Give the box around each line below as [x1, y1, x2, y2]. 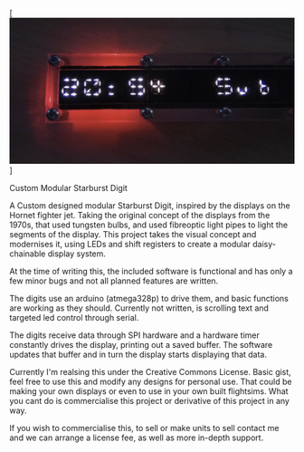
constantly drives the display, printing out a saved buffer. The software [9, 339, 273, 350]
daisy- [252, 238, 276, 249]
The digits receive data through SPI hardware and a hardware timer [9, 330, 260, 341]
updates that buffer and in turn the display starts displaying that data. [9, 349, 268, 360]
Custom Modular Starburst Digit [9, 182, 128, 193]
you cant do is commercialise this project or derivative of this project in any [9, 395, 290, 406]
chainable [9, 248, 46, 259]
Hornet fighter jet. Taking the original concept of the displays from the [9, 209, 271, 220]
